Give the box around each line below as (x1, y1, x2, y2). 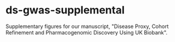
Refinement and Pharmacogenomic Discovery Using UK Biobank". (5, 29, 168, 36)
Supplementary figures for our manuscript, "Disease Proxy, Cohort (5, 23, 169, 30)
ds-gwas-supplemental (5, 3, 125, 17)
